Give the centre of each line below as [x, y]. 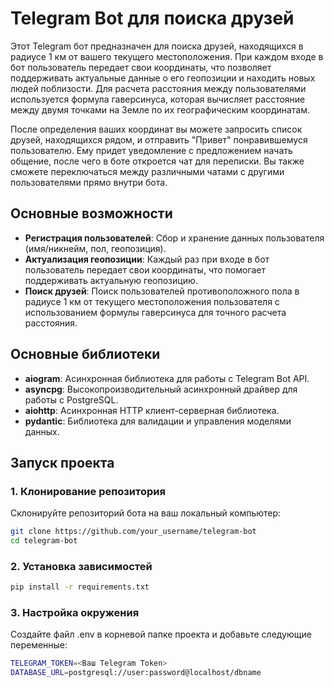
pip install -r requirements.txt [80, 587]
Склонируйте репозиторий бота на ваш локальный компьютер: [146, 513]
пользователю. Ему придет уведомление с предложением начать [151, 150]
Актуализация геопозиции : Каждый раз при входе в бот [147, 259]
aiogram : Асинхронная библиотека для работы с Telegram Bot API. [167, 378]
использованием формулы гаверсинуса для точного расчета [155, 312]
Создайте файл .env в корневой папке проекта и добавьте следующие [161, 634]
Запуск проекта [62, 462]
